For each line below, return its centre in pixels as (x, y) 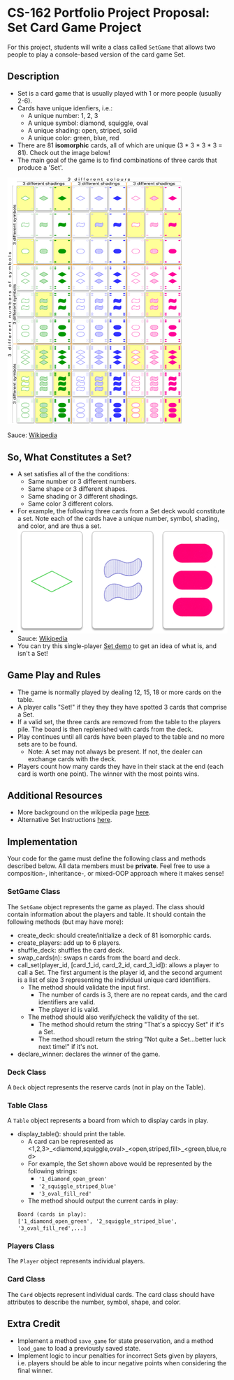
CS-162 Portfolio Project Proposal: (109, 13)
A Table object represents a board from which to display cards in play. (108, 1121)
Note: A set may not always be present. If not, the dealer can (115, 751)
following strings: (53, 1171)
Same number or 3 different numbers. (82, 482)
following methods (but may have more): (65, 922)
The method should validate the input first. (89, 987)
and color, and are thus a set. (59, 526)
